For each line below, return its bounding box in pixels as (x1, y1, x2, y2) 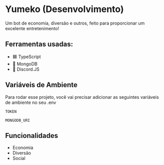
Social (12, 155, 26, 161)
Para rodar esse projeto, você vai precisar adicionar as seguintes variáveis (5, 94, 159, 100)
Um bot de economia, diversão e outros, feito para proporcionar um (5, 20, 145, 26)
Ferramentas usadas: (5, 40, 74, 49)
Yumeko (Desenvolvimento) (5, 4, 124, 15)
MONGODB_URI (5, 118, 30, 123)
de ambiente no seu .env (5, 99, 57, 105)
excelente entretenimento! (5, 25, 59, 31)
